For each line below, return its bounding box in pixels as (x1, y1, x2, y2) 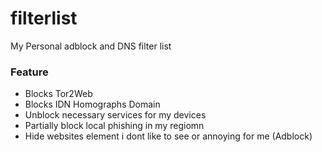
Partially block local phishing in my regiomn (24, 120, 205, 132)
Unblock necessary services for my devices (24, 109, 207, 121)
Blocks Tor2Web (24, 88, 93, 100)
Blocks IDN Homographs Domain (24, 98, 161, 111)
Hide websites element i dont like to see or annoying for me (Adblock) (24, 130, 313, 142)
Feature (10, 65, 49, 79)
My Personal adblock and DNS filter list (10, 40, 172, 52)
